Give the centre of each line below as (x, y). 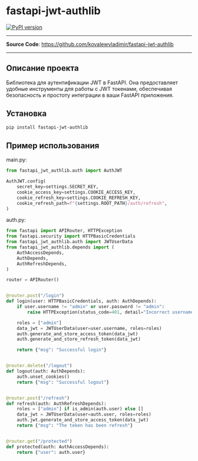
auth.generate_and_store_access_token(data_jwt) (77, 334)
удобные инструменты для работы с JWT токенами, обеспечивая (89, 89)
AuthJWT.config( (26, 181)
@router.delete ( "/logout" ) (39, 366)
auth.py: (16, 220)
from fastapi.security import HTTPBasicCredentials (71, 236)
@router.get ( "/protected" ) (39, 441)
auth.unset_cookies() (43, 377)
